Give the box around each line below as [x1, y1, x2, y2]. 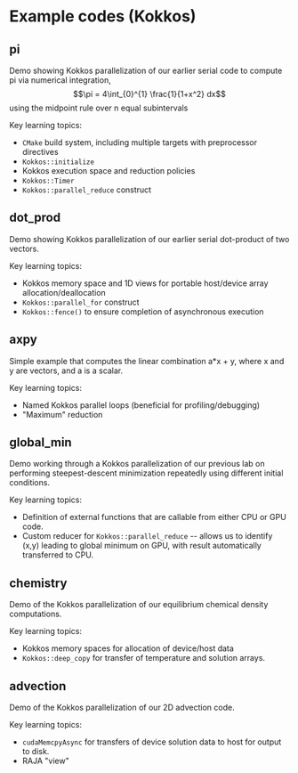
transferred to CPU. [21, 549, 94, 560]
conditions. [9, 477, 51, 488]
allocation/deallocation [21, 287, 107, 297]
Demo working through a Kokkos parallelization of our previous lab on [9, 459, 265, 469]
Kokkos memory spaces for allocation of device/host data [21, 643, 234, 654]
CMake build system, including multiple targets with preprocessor [21, 137, 258, 148]
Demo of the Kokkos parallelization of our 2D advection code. [9, 702, 235, 713]
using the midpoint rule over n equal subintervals [9, 102, 189, 113]
